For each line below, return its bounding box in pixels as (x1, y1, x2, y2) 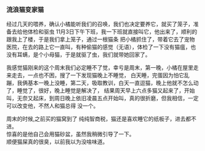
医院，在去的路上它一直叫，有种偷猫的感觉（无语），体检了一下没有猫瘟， (6, 43, 191, 51)
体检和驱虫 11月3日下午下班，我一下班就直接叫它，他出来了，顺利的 (27, 28, 197, 35)
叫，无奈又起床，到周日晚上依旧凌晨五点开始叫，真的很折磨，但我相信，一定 (6, 95, 199, 102)
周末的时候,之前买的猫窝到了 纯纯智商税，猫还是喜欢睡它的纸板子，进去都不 (6, 115, 196, 123)
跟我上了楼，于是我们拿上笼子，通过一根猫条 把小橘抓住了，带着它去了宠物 (6, 35, 195, 43)
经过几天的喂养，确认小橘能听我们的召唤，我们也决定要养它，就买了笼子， (6, 20, 193, 28)
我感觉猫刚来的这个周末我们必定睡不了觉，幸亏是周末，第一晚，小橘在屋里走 (6, 64, 199, 72)
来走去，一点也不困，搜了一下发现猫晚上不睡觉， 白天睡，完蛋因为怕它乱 (6, 72, 190, 79)
